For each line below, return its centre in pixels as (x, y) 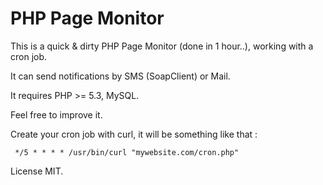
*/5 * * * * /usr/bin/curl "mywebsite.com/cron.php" (127, 152)
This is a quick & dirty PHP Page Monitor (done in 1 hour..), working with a (162, 46)
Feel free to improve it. (56, 114)
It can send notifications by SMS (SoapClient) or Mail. (120, 76)
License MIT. (37, 171)
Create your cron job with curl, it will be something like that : (134, 134)
